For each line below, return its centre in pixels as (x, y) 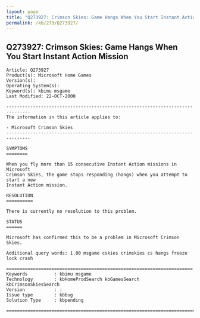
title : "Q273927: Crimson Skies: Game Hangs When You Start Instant (93, 17)
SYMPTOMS (17, 149)
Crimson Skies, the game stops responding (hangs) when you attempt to (97, 175)
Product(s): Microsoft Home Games (49, 75)
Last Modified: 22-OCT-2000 (41, 96)
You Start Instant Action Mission (68, 56)
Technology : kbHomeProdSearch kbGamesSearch (73, 279)
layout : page (22, 12)
